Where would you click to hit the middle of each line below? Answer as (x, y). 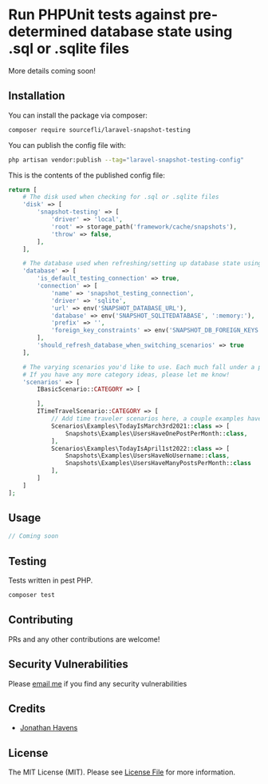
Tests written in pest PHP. (51, 580)
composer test (32, 595)
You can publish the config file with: (67, 145)
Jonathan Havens (49, 728)
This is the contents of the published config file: (87, 175)
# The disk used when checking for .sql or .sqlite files (121, 197)
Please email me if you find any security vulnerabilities (98, 683)
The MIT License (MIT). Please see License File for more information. (122, 772)
